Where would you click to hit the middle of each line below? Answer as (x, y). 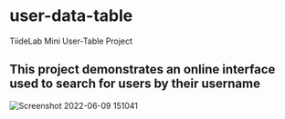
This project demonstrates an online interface (142, 69)
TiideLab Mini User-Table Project (71, 41)
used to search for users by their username (135, 84)
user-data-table (71, 16)
